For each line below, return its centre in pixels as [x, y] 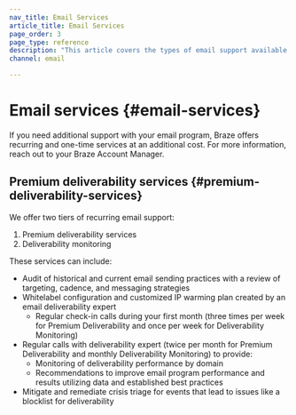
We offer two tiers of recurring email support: [92, 217]
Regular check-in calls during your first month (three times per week [160, 315]
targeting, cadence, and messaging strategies [106, 287]
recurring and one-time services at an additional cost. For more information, [148, 144]
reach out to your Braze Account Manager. [87, 154]
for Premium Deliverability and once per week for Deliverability [149, 325]
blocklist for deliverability [68, 401]
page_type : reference [49, 42]
